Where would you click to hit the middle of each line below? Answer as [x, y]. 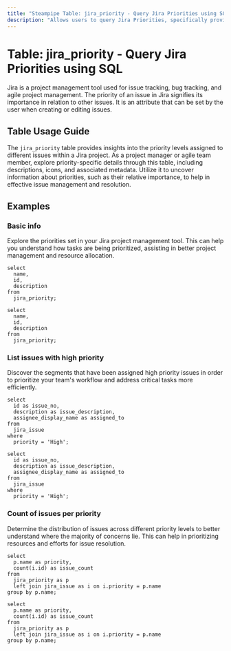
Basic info [24, 226]
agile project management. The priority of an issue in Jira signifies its [105, 95]
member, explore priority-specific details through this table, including [105, 163]
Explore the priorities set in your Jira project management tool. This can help [115, 240]
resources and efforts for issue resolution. [66, 543]
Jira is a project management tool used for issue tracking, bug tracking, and [114, 87]
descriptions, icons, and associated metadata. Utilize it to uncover [100, 170]
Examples [29, 206]
